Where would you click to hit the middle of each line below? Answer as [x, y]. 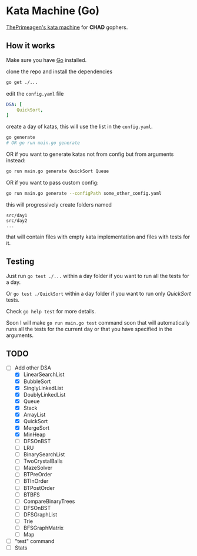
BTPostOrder [39, 488]
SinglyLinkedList [43, 388]
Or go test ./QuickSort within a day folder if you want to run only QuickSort [98, 293]
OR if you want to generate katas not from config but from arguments [90, 154]
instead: [16, 160]
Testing [20, 262]
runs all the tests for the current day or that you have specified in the [89, 329]
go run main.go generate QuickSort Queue [58, 171]
